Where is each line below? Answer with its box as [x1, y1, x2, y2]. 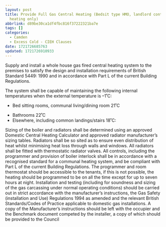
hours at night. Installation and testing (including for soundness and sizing [5, 179, 156, 185]
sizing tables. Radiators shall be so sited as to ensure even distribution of [5, 137, 154, 143]
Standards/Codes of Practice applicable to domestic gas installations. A [5, 200, 151, 206]
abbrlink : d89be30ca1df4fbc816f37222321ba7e [5, 21, 98, 26]
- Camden [9, 35, 28, 40]
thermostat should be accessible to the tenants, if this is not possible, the [5, 169, 154, 175]
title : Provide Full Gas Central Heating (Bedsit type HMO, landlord [5, 12, 152, 17]
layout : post [5, 7, 32, 12]
